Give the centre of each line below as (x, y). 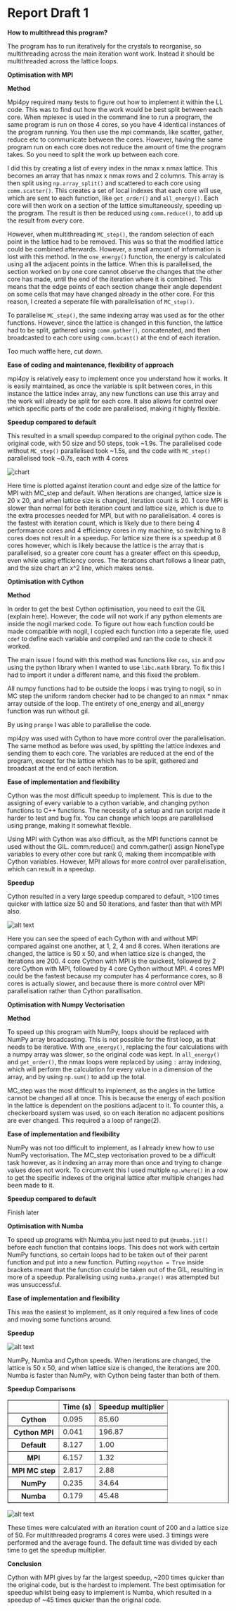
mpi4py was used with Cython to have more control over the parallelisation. (117, 738)
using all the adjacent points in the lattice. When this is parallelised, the (110, 264)
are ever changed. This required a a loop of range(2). (84, 1120)
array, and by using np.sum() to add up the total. (77, 1076)
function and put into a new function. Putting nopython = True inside (106, 1262)
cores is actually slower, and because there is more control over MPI (106, 983)
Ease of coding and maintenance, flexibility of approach (91, 365)
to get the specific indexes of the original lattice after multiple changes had (116, 1177)
